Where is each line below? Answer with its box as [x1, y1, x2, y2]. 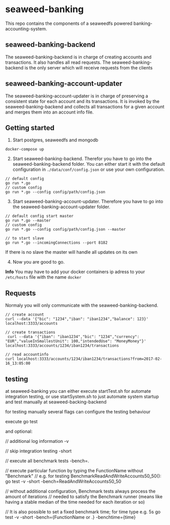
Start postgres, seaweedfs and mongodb [12, 137, 98, 143]
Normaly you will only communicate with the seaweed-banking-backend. [5, 303, 158, 309]
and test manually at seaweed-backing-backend [5, 399, 107, 405]
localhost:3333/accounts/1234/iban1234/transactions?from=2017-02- [16, 356, 162, 362]
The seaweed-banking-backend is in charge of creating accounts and [5, 54, 152, 60]
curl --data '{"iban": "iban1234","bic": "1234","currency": [7, 334, 140, 340]
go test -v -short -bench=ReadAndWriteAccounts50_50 [5, 478, 122, 484]
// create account [5, 312, 44, 317]
